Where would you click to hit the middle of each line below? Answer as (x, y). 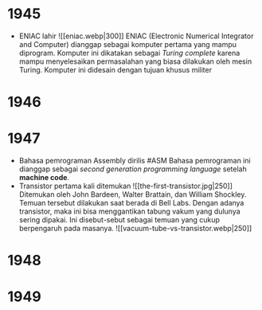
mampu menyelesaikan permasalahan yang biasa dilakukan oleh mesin (135, 61)
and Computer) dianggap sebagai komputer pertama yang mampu (127, 44)
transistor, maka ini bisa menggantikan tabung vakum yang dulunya (129, 211)
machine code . (44, 178)
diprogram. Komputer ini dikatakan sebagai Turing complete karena (129, 53)
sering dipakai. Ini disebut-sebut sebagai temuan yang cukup (119, 220)
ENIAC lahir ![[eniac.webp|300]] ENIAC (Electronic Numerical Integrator (136, 36)
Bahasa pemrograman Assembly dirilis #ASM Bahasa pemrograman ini (135, 161)
